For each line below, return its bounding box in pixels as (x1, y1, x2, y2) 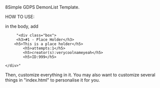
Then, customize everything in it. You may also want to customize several (5, 72, 156, 78)
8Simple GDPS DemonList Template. (5, 4, 80, 10)
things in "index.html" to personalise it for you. (5, 77, 100, 83)
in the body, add (5, 23, 39, 29)
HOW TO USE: (5, 14, 35, 19)
